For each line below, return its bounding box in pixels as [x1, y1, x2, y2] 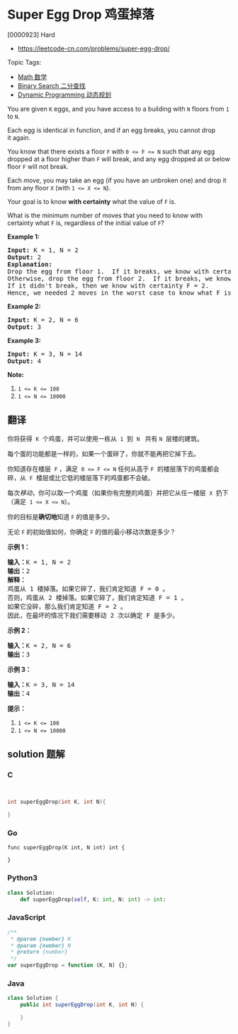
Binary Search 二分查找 [17, 81, 86, 89]
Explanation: [7, 260, 53, 268]
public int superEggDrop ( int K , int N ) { [20, 1001, 144, 1008]
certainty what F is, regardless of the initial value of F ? [7, 218, 164, 227]
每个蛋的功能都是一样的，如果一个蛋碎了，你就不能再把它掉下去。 [7, 449, 200, 458]
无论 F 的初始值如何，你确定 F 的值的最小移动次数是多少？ [7, 527, 176, 536]
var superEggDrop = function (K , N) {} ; [7, 962, 129, 969]
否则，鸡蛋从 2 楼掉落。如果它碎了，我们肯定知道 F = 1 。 [7, 594, 188, 602]
